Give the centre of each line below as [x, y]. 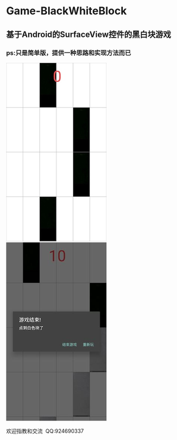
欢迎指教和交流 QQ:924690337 [45, 431]
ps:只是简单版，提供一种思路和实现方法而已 [69, 53]
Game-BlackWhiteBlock [67, 11]
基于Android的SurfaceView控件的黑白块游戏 [88, 34]
